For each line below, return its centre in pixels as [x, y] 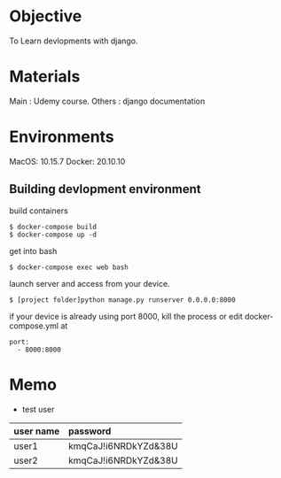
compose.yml [34, 326]
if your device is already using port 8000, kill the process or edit [126, 316]
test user [38, 409]
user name [37, 431]
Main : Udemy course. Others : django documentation [107, 101]
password [90, 431]
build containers [39, 211]
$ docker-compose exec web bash [69, 267]
